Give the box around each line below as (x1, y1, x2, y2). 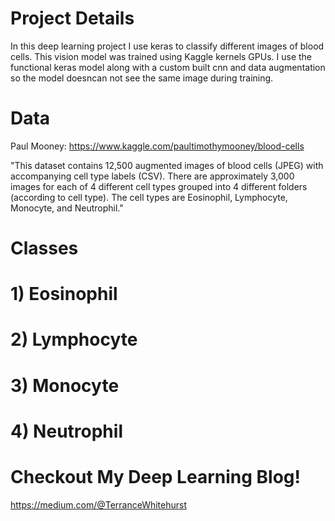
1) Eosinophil (10, 283, 118, 306)
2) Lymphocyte (10, 328, 138, 351)
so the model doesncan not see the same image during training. (10, 72, 274, 84)
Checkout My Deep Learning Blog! (10, 466, 301, 488)
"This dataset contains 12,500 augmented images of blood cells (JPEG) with (10, 159, 324, 171)
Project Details (10, 7, 135, 30)
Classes (10, 237, 79, 260)
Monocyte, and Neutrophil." (10, 202, 124, 214)
